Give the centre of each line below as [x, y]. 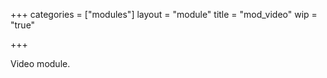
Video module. [40, 63]
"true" [23, 25]
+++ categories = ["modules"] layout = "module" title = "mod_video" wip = [164, 14]
